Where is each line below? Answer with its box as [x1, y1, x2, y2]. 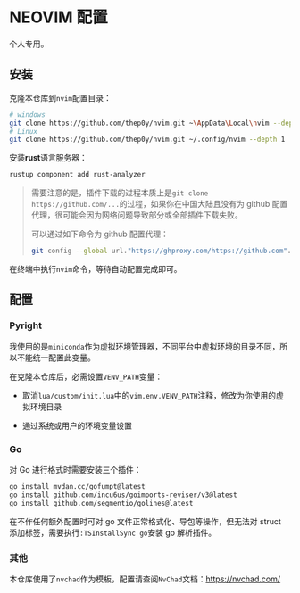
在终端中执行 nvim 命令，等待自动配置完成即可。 [9, 264, 182, 274]
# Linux [9, 127, 38, 136]
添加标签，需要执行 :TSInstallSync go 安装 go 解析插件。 [9, 527, 217, 538]
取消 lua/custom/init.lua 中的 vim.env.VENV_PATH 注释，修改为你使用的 [21, 390, 277, 400]
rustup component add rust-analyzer [9, 170, 146, 179]
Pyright [9, 319, 43, 332]
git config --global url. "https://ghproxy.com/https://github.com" [30, 246, 287, 256]
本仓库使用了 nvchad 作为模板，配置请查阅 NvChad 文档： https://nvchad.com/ [9, 573, 281, 584]
